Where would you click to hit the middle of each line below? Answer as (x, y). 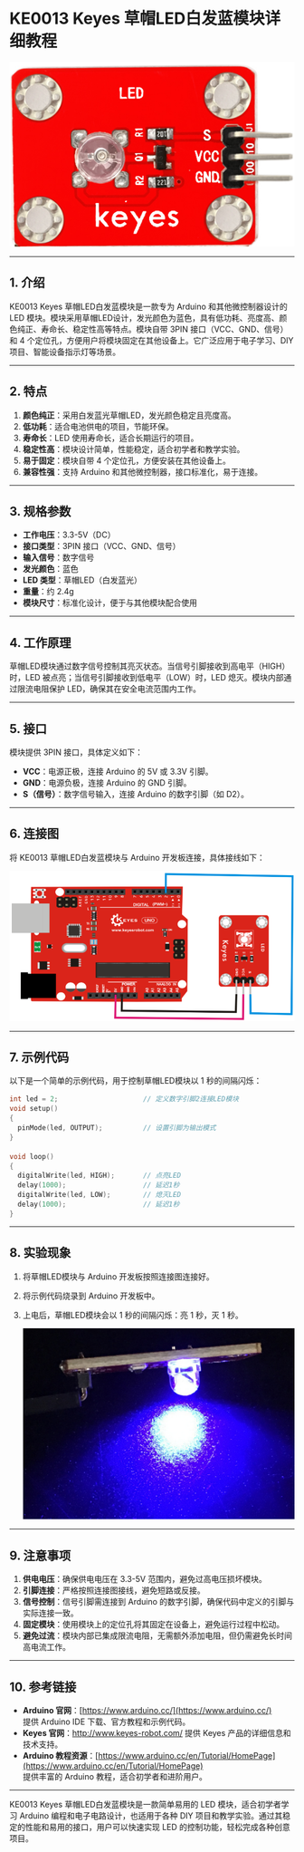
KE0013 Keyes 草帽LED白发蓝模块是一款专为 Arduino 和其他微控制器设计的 (148, 306)
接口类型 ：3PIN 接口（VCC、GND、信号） (101, 546)
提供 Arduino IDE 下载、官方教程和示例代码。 (106, 1722)
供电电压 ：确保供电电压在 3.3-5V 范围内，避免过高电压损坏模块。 (144, 1579)
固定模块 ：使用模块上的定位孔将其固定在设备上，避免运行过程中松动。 (153, 1625)
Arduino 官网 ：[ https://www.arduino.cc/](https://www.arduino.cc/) (147, 1711)
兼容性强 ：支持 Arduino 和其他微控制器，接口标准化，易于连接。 (142, 471)
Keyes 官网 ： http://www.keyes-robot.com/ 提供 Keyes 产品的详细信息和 (157, 1733)
